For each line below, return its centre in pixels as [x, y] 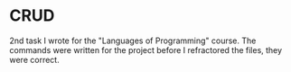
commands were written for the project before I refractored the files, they [146, 49]
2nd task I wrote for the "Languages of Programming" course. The [133, 40]
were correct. [35, 59]
